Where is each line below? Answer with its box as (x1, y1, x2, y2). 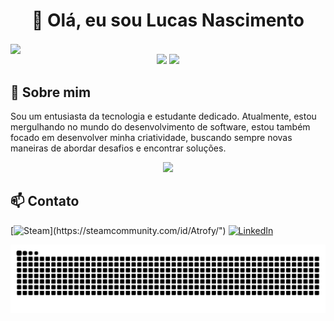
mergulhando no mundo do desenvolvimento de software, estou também (10, 120, 311, 133)
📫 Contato (10, 193, 80, 210)
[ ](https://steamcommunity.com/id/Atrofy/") (10, 224, 227, 236)
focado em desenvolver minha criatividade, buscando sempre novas (10, 131, 293, 143)
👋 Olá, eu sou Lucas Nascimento (31, 9, 305, 32)
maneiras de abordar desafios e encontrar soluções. (10, 142, 227, 154)
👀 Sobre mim (10, 84, 92, 101)
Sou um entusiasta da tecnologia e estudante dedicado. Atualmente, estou (10, 110, 317, 122)
